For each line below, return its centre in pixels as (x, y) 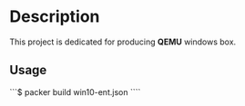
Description (55, 17)
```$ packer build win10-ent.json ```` (75, 92)
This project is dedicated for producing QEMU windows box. (123, 42)
